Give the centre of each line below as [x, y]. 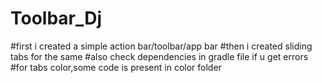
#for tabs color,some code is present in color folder [116, 67]
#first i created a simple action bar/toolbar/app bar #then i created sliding [161, 46]
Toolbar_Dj [56, 18]
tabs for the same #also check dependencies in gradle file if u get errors [159, 56]
